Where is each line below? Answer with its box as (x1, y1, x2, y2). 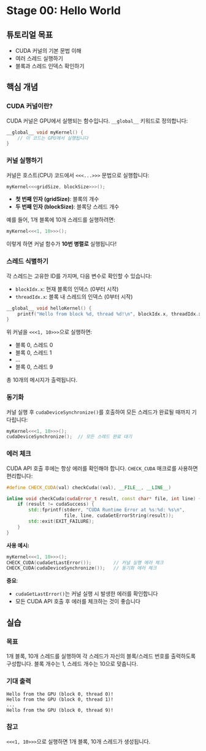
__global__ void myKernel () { (6, 129, 84, 135)
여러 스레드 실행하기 (15, 55, 63, 62)
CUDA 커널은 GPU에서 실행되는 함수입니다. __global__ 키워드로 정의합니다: (6, 117, 188, 124)
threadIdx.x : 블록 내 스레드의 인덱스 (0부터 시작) (15, 292, 133, 300)
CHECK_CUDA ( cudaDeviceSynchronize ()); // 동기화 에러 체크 (6, 565, 157, 571)
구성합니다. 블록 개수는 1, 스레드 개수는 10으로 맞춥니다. (6, 660, 139, 667)
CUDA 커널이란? (6, 102, 53, 110)
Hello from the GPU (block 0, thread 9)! (6, 707, 114, 714)
